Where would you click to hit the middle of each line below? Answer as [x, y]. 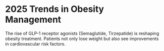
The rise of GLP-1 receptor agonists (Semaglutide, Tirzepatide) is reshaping [82, 33]
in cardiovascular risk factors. [35, 44]
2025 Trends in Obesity [55, 9]
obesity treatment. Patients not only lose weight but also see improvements [82, 39]
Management [33, 20]
